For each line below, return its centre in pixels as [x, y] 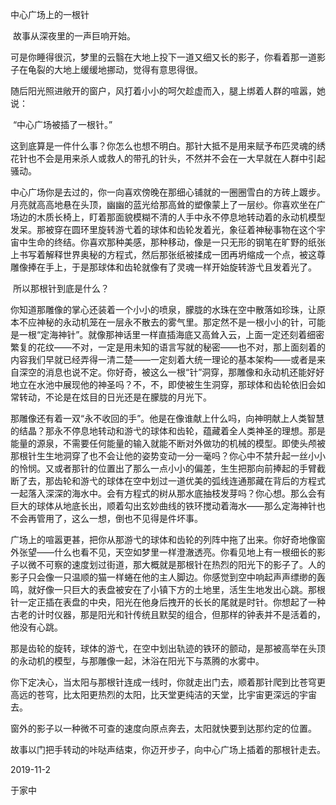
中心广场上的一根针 [50, 14]
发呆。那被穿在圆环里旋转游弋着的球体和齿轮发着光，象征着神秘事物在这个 [163, 229]
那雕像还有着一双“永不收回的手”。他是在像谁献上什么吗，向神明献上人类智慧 [167, 418]
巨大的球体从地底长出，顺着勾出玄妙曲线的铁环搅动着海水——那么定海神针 [163, 506]
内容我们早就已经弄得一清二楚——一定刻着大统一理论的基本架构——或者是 [163, 359]
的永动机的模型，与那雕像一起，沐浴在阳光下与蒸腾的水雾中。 [137, 661]
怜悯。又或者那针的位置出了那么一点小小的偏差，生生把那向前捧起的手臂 [167, 468]
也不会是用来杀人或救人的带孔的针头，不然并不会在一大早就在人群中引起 [176, 158]
